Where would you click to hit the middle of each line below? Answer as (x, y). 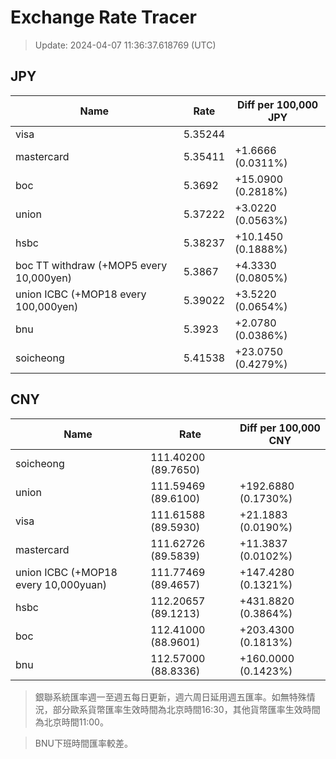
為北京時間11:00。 (71, 722)
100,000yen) (47, 306)
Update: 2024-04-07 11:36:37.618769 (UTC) (125, 45)
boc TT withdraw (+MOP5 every (91, 265)
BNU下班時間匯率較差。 (83, 743)
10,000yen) (43, 278)
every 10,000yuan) (61, 584)
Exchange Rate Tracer (104, 17)
